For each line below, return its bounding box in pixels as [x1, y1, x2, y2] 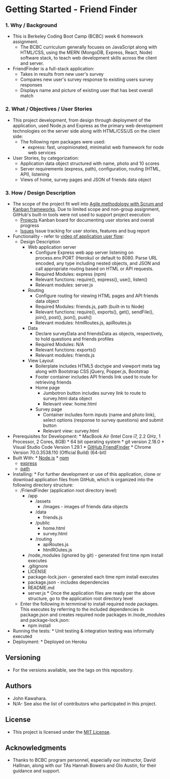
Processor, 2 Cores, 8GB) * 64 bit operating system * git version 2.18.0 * [12, 439, 165, 445]
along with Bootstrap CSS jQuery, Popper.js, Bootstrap [35, 368, 149, 374]
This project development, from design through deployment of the [12, 117, 151, 123]
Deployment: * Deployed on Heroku [12, 639, 87, 645]
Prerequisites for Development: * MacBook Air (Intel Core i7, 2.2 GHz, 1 [12, 434, 161, 440]
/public [35, 520, 50, 526]
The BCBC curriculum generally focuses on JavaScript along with [20, 44, 157, 50]
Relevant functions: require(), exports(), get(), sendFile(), [35, 309, 154, 315]
